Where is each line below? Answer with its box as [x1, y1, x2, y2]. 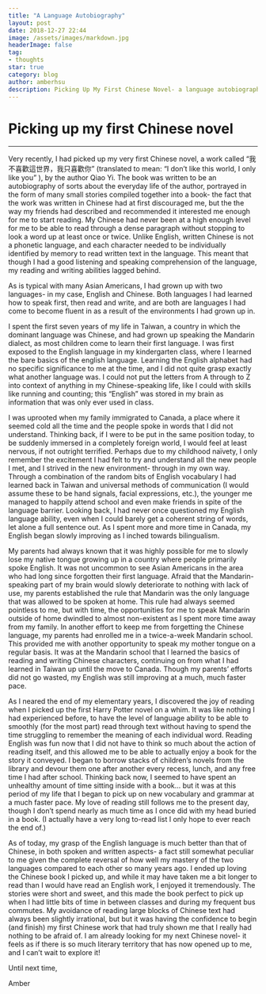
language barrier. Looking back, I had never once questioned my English [8, 505, 245, 516]
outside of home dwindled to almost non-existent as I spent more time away [8, 614, 256, 624]
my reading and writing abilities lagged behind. [8, 266, 161, 275]
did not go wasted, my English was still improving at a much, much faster [8, 673, 246, 682]
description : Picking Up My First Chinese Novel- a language [8, 85, 215, 94]
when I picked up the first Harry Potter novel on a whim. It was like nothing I [8, 705, 256, 715]
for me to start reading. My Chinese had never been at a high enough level [8, 215, 251, 225]
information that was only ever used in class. [8, 397, 154, 407]
